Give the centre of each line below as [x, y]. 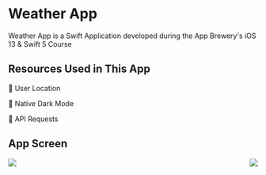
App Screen [38, 144]
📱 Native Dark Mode [41, 103]
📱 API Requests [33, 119]
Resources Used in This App [79, 69]
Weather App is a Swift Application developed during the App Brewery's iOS [132, 36]
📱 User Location [34, 88]
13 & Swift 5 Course [40, 44]
